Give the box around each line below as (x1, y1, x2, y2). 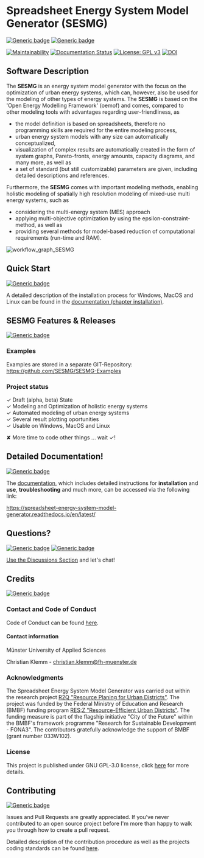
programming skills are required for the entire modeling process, (15, 126, 177, 134)
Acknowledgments (6, 673, 64, 682)
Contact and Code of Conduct (6, 605, 97, 613)
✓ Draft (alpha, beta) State (6, 396, 73, 403)
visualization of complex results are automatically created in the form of (15, 145, 195, 153)
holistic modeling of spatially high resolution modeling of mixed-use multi (6, 190, 190, 197)
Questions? (6, 528, 51, 539)
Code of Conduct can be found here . (6, 619, 99, 626)
